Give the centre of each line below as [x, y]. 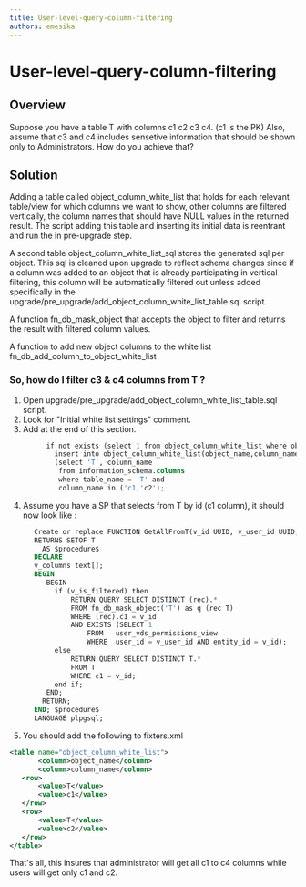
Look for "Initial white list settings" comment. [107, 419]
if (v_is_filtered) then [101, 591]
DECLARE [48, 557]
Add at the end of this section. [79, 428]
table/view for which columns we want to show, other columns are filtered [148, 207]
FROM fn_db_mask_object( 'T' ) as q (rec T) [152, 608]
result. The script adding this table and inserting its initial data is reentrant [148, 226]
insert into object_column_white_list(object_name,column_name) [178, 454]
